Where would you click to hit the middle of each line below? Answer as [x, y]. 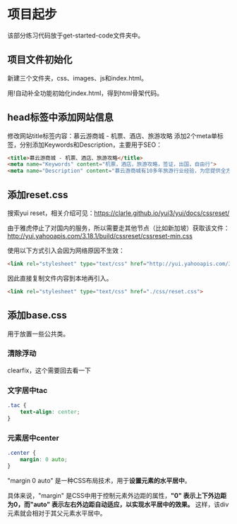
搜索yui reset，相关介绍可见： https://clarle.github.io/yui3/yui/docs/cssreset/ [119, 213]
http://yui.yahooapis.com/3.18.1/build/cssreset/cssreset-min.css [100, 236]
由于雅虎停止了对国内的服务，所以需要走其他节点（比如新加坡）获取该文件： [119, 228]
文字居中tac [28, 390]
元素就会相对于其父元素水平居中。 [57, 513]
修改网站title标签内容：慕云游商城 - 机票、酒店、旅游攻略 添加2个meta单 [112, 135]
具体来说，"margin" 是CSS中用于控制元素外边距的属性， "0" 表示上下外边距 [117, 495]
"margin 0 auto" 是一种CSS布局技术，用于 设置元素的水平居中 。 [99, 480]
